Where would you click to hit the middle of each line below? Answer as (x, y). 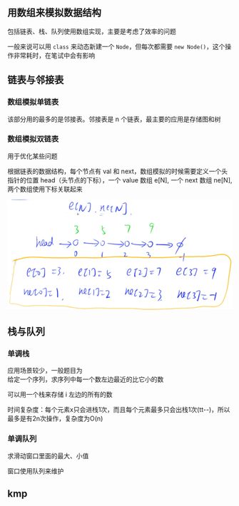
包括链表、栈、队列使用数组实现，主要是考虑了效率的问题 (92, 31)
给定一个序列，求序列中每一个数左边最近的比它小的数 (86, 379)
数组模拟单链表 (33, 102)
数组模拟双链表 (33, 139)
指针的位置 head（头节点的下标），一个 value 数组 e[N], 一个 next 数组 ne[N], (120, 180)
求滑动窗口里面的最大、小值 (48, 455)
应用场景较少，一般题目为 (45, 371)
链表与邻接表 (36, 80)
